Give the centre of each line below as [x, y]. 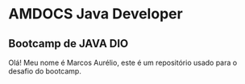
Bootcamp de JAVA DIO [69, 44]
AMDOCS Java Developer [96, 14]
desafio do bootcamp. [45, 71]
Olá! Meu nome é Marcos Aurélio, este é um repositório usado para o [123, 62]
